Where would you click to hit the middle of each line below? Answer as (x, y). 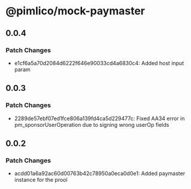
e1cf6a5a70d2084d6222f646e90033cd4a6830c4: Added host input (99, 63)
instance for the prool (41, 180)
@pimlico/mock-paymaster (75, 11)
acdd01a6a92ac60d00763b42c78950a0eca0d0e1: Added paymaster (100, 173)
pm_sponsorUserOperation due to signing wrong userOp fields (92, 124)
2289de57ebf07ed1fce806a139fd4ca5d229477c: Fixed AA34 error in (99, 118)
